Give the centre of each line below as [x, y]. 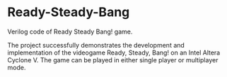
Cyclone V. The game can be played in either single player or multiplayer [113, 59]
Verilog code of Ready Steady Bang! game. [70, 31]
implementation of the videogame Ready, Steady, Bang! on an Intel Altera [114, 52]
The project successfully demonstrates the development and [96, 45]
